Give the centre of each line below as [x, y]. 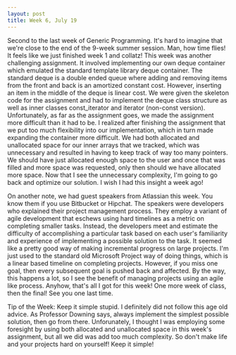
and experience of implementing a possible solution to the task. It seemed [114, 240]
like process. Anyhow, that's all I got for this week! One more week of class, [117, 285]
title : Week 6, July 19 [42, 20]
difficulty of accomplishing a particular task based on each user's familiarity [117, 233]
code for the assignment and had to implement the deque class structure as [117, 100]
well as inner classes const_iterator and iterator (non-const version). [106, 108]
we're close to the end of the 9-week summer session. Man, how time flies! [117, 48]
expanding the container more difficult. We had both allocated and [104, 137]
